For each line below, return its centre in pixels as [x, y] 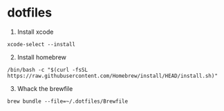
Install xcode [35, 32]
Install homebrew [42, 57]
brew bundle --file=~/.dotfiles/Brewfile [68, 101]
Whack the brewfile [45, 88]
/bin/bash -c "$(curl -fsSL [48, 70]
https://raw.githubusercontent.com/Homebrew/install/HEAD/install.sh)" [112, 76]
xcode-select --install [41, 44]
